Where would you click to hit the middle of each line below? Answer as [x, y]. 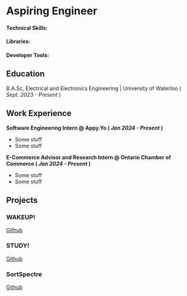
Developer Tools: [28, 55]
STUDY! [18, 246]
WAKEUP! [21, 217]
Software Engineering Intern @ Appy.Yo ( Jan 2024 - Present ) [85, 128]
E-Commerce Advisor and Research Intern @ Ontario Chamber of [89, 157]
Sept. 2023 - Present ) [34, 94]
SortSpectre [24, 274]
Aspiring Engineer [52, 11]
